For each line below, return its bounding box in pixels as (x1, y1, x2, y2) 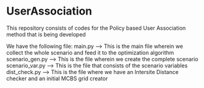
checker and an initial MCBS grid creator (6, 75, 108, 82)
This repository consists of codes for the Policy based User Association (6, 24, 186, 32)
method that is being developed (6, 30, 86, 38)
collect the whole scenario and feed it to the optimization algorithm (6, 49, 175, 56)
